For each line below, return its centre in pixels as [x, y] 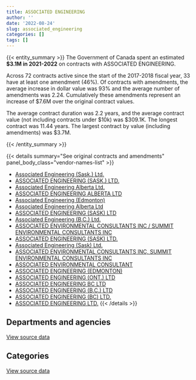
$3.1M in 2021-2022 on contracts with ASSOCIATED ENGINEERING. [91, 64]
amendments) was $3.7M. [39, 132]
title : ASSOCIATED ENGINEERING [46, 12]
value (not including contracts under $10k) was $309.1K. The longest [92, 120]
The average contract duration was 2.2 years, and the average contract [95, 113]
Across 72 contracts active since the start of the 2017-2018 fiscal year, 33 [98, 76]
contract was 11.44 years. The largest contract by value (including [88, 126]
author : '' [20, 18]
